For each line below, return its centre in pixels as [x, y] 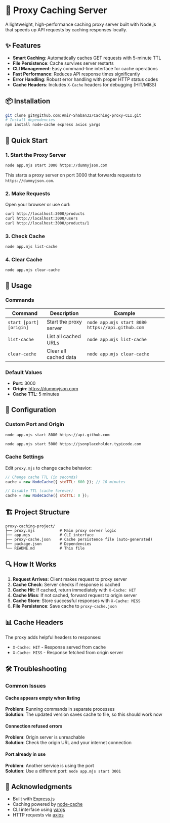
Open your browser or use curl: [38, 205]
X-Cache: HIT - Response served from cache [59, 647]
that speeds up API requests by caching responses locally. [66, 29]
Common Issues [26, 685]
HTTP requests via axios [38, 815]
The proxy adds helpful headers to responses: [53, 637]
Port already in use [26, 754]
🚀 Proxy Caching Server [56, 10]
